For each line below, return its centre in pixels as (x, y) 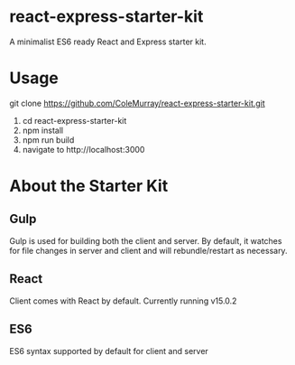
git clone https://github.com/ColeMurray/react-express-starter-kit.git (138, 103)
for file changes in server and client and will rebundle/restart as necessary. (148, 250)
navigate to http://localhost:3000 (83, 149)
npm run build (48, 140)
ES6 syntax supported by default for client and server (109, 351)
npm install (43, 130)
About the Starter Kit (89, 186)
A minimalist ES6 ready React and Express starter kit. (108, 42)
